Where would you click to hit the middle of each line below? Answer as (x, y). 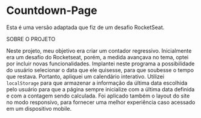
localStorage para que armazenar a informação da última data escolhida (97, 83)
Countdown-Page (52, 11)
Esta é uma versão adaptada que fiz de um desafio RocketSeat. (85, 27)
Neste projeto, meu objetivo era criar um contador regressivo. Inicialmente (99, 51)
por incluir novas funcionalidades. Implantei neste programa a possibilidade (100, 64)
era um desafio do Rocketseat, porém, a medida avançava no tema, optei (97, 57)
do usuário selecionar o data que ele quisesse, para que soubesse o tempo (100, 70)
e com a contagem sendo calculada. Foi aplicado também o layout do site (98, 96)
